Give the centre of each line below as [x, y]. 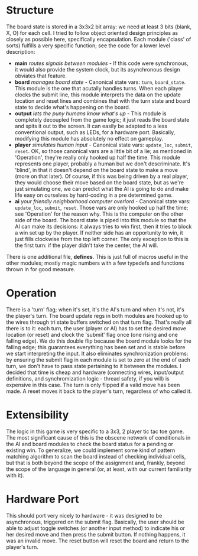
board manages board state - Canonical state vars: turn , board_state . [100, 82]
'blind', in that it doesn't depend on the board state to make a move [96, 170]
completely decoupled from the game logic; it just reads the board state [102, 119]
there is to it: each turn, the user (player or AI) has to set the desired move [96, 328]
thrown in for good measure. [41, 269]
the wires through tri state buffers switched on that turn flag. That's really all [99, 322]
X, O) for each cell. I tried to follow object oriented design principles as [92, 32]
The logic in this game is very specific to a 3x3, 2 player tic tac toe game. [95, 431]
